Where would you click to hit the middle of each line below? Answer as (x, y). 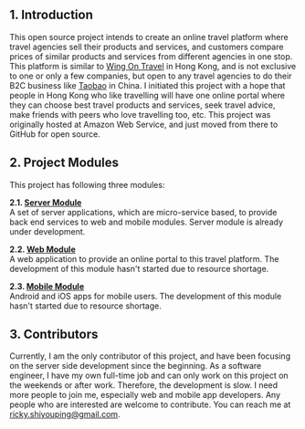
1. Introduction (51, 15)
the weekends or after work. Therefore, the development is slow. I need (144, 385)
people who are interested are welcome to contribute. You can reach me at (150, 404)
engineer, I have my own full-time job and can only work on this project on (149, 376)
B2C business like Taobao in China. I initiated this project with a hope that (147, 85)
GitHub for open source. (55, 134)
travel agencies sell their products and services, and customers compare (147, 47)
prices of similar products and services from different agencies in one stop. (151, 56)
